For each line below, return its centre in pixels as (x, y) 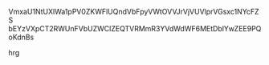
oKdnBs (21, 37)
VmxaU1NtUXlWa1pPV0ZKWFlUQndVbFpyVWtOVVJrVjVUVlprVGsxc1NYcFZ (134, 12)
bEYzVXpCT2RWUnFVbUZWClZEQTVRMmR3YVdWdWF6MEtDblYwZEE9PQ (135, 28)
